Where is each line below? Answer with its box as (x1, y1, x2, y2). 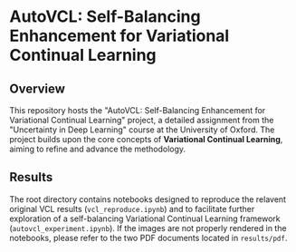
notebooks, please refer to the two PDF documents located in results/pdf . (9, 232, 288, 243)
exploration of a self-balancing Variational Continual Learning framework (9, 213, 281, 224)
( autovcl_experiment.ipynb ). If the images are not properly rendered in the (9, 222, 287, 233)
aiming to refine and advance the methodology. (9, 143, 186, 154)
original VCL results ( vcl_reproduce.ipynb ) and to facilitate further (9, 203, 255, 214)
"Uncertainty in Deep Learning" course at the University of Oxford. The (9, 124, 275, 135)
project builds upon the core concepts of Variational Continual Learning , (9, 134, 283, 144)
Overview (9, 81, 66, 96)
